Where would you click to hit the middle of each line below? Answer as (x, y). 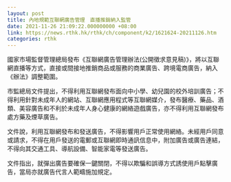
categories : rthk (32, 39)
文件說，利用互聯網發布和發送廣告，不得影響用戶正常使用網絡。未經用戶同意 (115, 132)
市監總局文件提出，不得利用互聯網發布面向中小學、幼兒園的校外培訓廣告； (112, 91)
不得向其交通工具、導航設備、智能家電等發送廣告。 (79, 149)
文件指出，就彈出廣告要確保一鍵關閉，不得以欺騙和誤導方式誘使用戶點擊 (109, 163)
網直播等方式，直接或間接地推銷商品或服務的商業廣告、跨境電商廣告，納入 (112, 68)
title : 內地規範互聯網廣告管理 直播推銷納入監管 (69, 20)
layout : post (26, 13)
